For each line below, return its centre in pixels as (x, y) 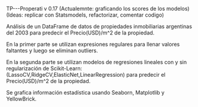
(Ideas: (15, 15)
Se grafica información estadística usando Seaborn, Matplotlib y (85, 92)
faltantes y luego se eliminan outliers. (52, 51)
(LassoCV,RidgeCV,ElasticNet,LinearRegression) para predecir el (86, 75)
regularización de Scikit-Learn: (44, 68)
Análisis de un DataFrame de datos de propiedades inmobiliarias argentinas (99, 26)
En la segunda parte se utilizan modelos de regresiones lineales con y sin (97, 62)
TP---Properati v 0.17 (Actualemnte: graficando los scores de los (86, 9)
